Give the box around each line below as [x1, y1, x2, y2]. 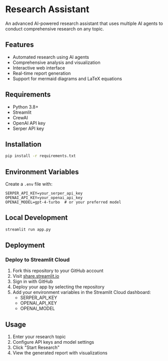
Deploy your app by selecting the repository [12, 284, 105, 290]
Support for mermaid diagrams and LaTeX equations [12, 75, 122, 82]
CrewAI [12, 114, 28, 120]
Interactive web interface [12, 64, 65, 71]
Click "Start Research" [12, 344, 60, 351]
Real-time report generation [12, 70, 71, 76]
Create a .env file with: [5, 181, 53, 187]
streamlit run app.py [5, 227, 51, 232]
